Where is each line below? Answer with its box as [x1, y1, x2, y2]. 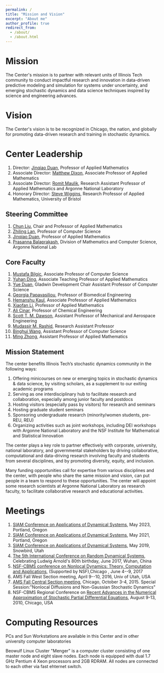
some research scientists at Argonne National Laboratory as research [5, 483, 145, 489]
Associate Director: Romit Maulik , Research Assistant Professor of [12, 180, 145, 186]
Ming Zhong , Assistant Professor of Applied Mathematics [12, 334, 128, 340]
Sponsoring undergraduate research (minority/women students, [12, 412, 141, 418]
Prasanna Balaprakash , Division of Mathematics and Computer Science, [12, 239, 158, 245]
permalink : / [5, 7, 32, 12]
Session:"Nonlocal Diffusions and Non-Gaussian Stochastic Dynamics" [12, 584, 156, 590]
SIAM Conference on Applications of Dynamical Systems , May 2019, [12, 543, 150, 548]
